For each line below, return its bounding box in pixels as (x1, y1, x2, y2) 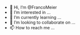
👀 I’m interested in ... (9, 9, 51, 15)
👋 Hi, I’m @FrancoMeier (9, 5, 57, 10)
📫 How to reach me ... (9, 25, 55, 30)
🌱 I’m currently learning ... (9, 15, 62, 20)
